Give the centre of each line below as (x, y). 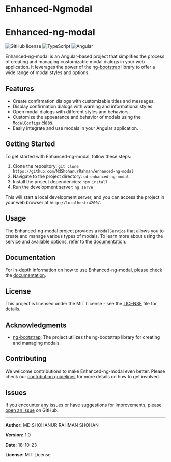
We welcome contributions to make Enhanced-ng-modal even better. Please (85, 371)
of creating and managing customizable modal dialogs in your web (75, 62)
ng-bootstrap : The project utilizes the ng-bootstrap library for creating (86, 337)
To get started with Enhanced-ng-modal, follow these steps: (68, 156)
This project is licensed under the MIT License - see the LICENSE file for (81, 304)
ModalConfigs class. (33, 123)
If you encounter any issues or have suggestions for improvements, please (83, 405)
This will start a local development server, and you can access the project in (85, 197)
